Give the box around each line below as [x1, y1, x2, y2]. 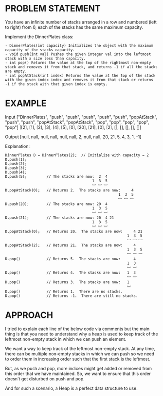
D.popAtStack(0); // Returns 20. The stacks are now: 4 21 [5, 229, 143, 234]
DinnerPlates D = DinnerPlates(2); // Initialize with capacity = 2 [5, 152, 149, 158]
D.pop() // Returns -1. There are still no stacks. [5, 293, 138, 298]
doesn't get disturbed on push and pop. [5, 375, 85, 381]
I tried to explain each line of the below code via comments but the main [5, 326, 150, 332]
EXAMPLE [5, 98, 47, 109]
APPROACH [5, 310, 54, 321]
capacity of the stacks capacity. [5, 47, 75, 52]
